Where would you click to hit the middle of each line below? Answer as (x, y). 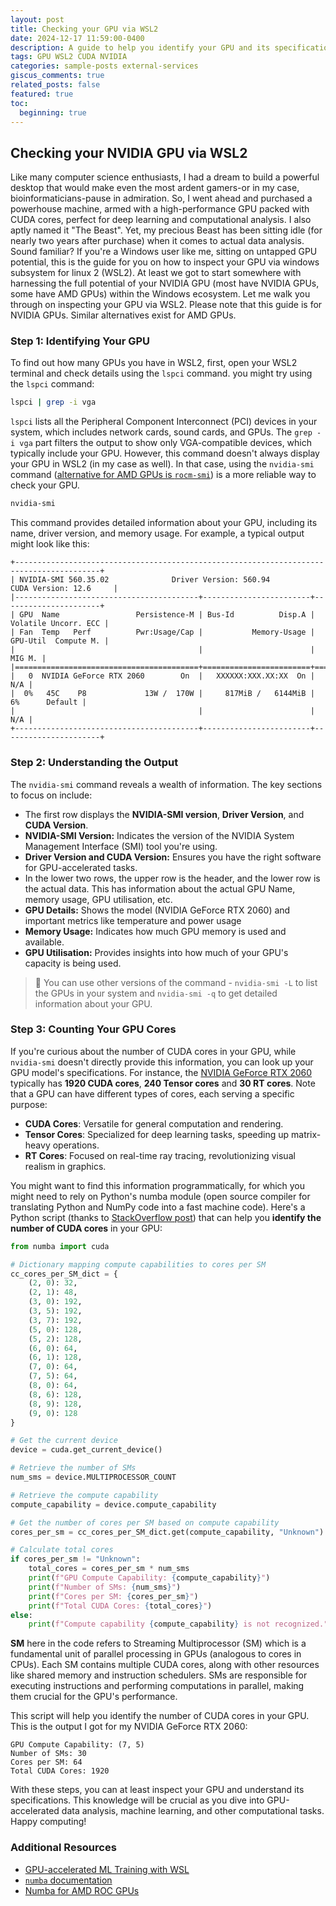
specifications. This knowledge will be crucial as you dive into (137, 1800)
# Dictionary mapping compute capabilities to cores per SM (138, 1264)
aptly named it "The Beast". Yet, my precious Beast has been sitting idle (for (166, 230)
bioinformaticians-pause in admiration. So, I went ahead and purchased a (161, 198)
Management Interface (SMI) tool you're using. (121, 846)
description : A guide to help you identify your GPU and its (140, 47)
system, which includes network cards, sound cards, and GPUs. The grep (161, 432)
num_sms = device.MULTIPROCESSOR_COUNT (93, 1477)
